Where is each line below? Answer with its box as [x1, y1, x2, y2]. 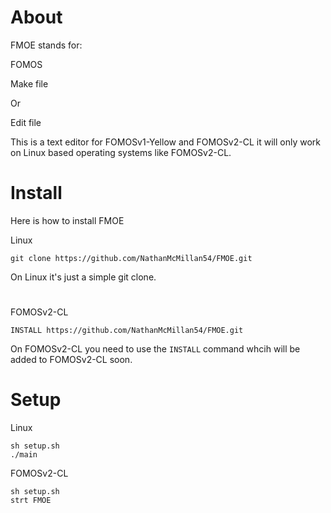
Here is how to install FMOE [10, 214, 125, 226]
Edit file [10, 116, 42, 128]
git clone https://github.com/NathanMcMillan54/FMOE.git [10, 253, 253, 263]
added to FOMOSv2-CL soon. [10, 354, 133, 366]
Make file [10, 77, 49, 90]
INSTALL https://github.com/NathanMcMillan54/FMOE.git [10, 326, 244, 336]
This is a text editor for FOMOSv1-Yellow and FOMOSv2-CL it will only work [10, 136, 321, 148]
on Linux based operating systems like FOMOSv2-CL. [10, 146, 232, 158]
